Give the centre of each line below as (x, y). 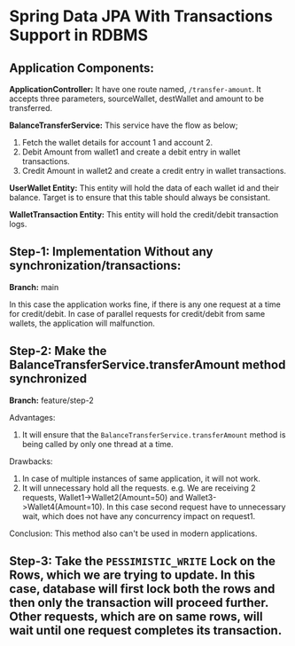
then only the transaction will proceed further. (139, 603)
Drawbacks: (31, 461)
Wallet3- (201, 497)
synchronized (48, 379)
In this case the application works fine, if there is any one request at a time (145, 304)
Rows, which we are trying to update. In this (132, 575)
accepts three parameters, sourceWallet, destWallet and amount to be (136, 98)
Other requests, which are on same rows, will (136, 617)
